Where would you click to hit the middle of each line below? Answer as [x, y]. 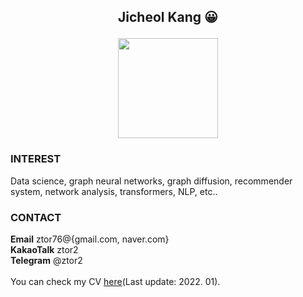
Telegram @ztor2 [46, 260]
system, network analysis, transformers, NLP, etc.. [114, 191]
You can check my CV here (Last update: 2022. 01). [115, 281]
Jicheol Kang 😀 [168, 17]
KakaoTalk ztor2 [44, 249]
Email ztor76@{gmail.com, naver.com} [90, 239]
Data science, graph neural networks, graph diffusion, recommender [151, 181]
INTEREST [36, 159]
